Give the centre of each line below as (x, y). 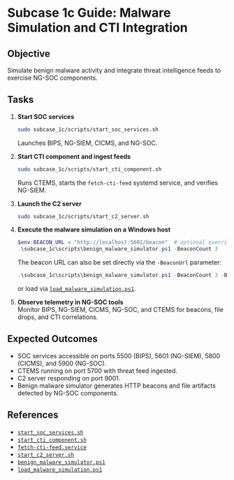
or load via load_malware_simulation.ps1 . (76, 289)
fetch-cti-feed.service (52, 447)
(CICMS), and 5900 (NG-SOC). (62, 363)
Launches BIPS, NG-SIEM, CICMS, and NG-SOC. (87, 143)
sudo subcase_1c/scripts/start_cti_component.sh (89, 169)
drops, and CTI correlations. (58, 317)
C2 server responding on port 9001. (69, 378)
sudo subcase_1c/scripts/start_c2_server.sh (83, 216)
